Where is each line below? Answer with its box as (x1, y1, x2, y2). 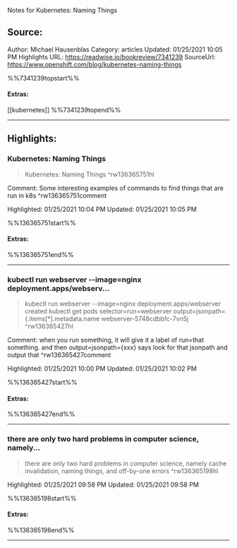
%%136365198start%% (7, 494, 77, 502)
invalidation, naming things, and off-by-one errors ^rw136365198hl (24, 466, 219, 475)
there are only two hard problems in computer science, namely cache (24, 459, 227, 467)
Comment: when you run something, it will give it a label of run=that (7, 335, 205, 345)
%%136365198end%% (7, 525, 75, 534)
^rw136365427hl (24, 322, 74, 330)
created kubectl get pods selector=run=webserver (24, 307, 172, 316)
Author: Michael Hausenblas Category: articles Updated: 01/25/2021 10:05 (7, 45, 224, 54)
